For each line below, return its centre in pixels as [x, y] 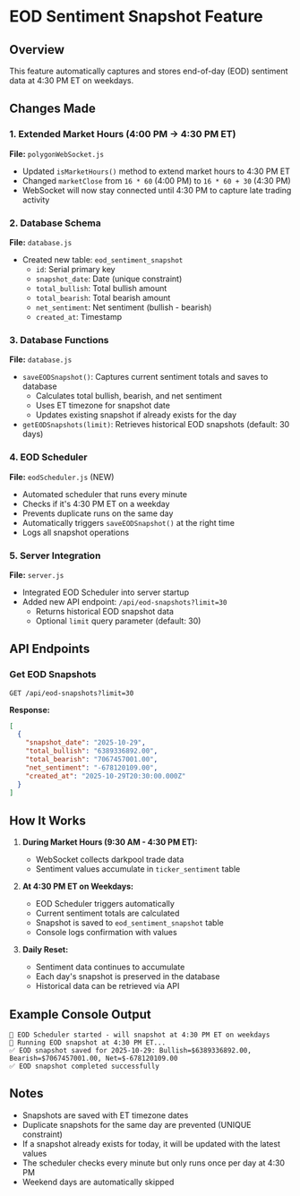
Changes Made [52, 109]
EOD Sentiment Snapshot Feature [137, 17]
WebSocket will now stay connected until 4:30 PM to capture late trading [157, 190]
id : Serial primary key [75, 269]
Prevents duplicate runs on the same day [98, 513]
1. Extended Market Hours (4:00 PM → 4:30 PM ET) [123, 134]
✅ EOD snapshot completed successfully [84, 1067]
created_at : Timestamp [79, 316]
